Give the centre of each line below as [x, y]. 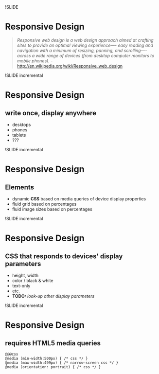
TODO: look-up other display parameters [53, 296]
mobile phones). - [35, 61]
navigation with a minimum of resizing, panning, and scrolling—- [82, 50]
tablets [19, 135]
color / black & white [33, 280]
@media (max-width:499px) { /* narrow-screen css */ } [62, 363]
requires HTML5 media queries [53, 343]
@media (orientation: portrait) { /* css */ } [53, 367]
